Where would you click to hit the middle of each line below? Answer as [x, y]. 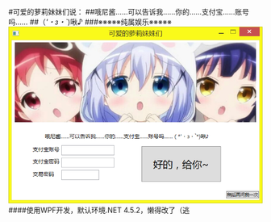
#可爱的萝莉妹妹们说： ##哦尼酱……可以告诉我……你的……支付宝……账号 [129, 12]
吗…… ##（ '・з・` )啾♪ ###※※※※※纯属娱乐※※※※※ [90, 22]
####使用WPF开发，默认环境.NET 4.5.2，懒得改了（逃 [99, 210]
